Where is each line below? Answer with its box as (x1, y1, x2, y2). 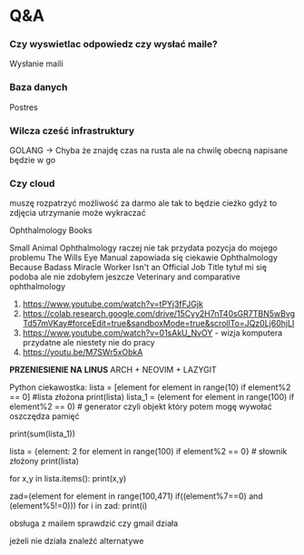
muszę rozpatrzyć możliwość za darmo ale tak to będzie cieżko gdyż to (9, 198, 278, 209)
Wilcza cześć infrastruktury (9, 124, 135, 137)
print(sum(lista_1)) (9, 428, 75, 440)
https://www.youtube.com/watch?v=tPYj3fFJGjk (22, 298, 204, 309)
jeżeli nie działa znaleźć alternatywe (9, 536, 144, 547)
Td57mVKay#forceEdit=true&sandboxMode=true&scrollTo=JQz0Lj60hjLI (22, 318, 295, 329)
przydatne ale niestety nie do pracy (22, 337, 156, 348)
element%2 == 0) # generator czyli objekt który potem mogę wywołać (9, 401, 272, 413)
